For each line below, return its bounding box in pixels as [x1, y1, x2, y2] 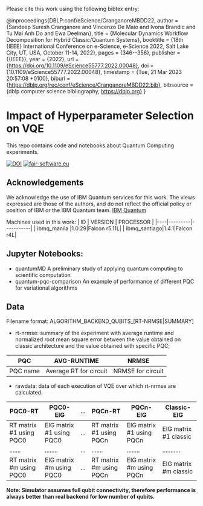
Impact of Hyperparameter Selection [6, 109, 195, 123]
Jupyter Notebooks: [6, 248, 83, 259]
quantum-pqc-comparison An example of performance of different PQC [14, 278, 195, 285]
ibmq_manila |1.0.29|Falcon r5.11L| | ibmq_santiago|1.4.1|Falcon [37, 224, 193, 232]
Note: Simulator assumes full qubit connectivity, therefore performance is [6, 487, 196, 494]
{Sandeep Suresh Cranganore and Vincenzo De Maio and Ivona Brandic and [6, 24, 196, 30]
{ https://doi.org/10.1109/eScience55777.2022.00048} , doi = [6, 62, 154, 69]
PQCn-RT [91, 407, 121, 416]
